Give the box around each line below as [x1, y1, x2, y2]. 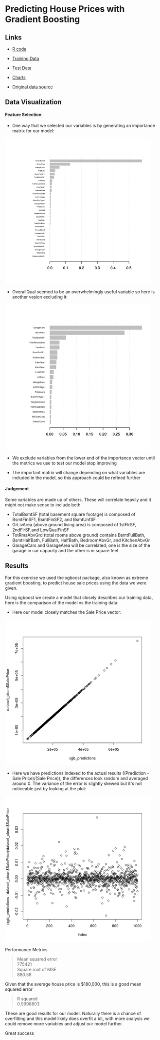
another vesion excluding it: [12, 294, 68, 300]
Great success [5, 1030, 34, 1036]
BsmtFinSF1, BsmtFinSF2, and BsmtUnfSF [12, 516, 96, 522]
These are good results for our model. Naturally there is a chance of [5, 1010, 141, 1016]
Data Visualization [5, 98, 62, 106]
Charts [12, 75, 26, 80]
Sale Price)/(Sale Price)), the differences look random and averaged [12, 775, 148, 781]
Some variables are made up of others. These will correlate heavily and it [5, 497, 152, 502]
